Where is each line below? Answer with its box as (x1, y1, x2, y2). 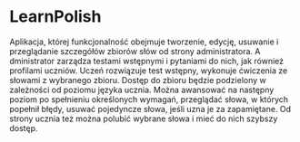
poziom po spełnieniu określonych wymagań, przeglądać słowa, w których (9, 93, 289, 105)
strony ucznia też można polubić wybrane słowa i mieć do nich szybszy (9, 113, 278, 124)
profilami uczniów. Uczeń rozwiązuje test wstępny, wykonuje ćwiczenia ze (9, 65, 288, 76)
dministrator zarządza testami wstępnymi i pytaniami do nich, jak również (9, 55, 285, 66)
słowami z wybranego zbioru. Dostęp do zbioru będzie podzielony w (9, 74, 266, 85)
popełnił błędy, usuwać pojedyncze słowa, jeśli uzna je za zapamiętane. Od (9, 103, 292, 114)
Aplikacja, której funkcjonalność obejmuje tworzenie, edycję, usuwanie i (9, 36, 279, 47)
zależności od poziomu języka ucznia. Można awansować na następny (9, 84, 275, 95)
